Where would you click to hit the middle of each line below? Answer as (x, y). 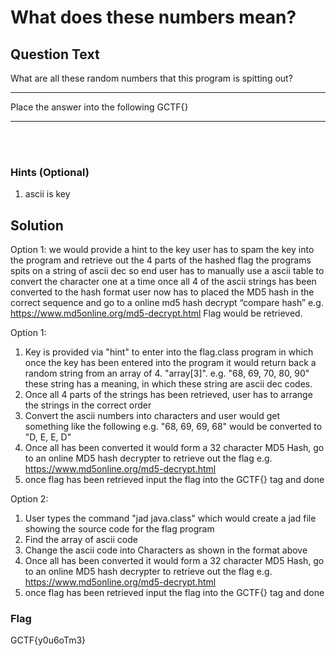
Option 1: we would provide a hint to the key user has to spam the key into (162, 250)
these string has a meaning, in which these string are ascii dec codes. (168, 384)
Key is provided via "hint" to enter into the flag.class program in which (169, 352)
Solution (37, 225)
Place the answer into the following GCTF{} (99, 107)
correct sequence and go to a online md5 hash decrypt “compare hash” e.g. (167, 303)
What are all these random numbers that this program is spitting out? (151, 78)
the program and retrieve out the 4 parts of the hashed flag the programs (161, 260)
